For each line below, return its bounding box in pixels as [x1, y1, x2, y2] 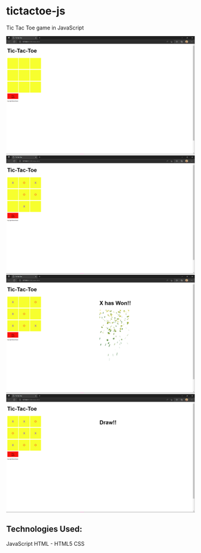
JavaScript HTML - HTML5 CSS [6, 540, 85, 547]
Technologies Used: [6, 524, 83, 534]
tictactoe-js [6, 4, 66, 18]
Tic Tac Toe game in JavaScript [6, 24, 84, 31]
